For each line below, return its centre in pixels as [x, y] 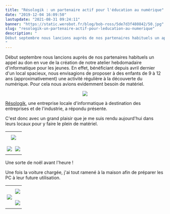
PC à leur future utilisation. [33, 178]
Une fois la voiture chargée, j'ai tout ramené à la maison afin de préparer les [84, 172]
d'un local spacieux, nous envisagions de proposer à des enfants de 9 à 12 [83, 73]
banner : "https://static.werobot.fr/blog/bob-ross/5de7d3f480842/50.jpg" [85, 24]
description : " [21, 33]
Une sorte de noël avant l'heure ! [39, 163]
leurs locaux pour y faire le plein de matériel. [52, 124]
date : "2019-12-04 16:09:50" [36, 15]
